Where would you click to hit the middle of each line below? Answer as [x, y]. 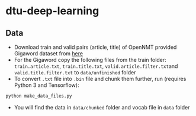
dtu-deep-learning [52, 11]
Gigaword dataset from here [49, 54]
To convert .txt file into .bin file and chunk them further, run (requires [100, 79]
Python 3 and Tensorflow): [46, 85]
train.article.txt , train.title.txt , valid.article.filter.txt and [96, 66]
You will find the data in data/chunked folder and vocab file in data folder [102, 107]
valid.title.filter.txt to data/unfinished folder [75, 72]
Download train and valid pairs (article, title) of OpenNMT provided [95, 47]
